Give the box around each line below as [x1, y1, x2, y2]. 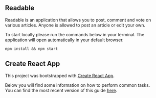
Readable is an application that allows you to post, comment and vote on [5, 17, 152, 23]
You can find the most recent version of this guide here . [5, 87, 117, 93]
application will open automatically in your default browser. [5, 37, 124, 43]
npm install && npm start [5, 46, 58, 51]
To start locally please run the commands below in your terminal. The [5, 31, 145, 37]
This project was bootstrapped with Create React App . [5, 73, 115, 78]
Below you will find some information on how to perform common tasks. [5, 82, 150, 88]
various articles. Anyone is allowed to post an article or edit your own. [5, 22, 146, 28]
